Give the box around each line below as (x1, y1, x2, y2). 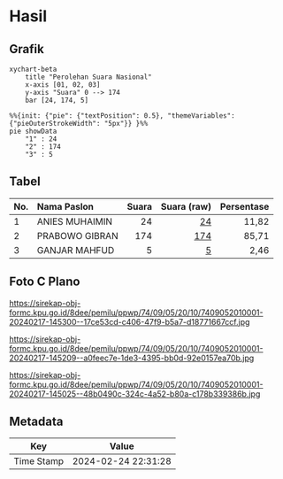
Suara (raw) (160, 200, 212, 212)
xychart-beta (9, 65, 57, 73)
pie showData (9, 127, 57, 135)
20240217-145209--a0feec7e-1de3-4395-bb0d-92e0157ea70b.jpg (9, 352, 255, 363)
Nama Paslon (36, 200, 95, 212)
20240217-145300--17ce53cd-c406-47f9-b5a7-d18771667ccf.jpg (9, 316, 250, 327)
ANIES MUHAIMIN (36, 215, 113, 228)
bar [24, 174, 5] (25, 96, 89, 104)
